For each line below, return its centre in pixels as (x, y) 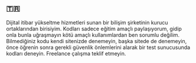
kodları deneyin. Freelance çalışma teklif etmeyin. (66, 53)
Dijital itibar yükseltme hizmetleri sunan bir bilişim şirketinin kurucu (87, 22)
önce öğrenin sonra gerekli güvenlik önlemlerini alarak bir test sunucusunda (98, 47)
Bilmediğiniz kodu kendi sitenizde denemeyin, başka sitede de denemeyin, (97, 41)
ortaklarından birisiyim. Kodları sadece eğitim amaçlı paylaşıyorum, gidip (94, 29)
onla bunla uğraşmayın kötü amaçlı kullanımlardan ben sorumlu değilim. (93, 35)
